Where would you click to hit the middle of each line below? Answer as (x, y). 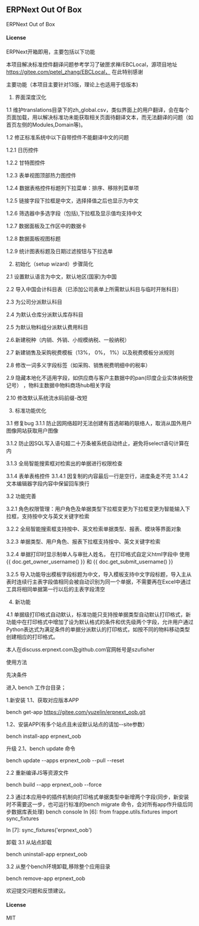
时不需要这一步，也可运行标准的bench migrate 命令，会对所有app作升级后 (97, 805)
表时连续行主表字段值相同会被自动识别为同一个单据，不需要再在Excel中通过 (99, 582)
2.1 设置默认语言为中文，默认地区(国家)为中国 (61, 277)
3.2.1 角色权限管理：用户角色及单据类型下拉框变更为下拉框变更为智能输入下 (98, 509)
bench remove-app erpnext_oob (46, 878)
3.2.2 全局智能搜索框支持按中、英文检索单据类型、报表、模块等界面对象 (94, 529)
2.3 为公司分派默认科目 (34, 302)
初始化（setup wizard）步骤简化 (54, 264)
